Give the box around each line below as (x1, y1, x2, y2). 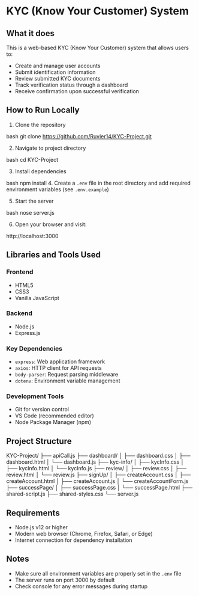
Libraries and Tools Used (6, 250, 101, 260)
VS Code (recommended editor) (14, 412, 94, 419)
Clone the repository (14, 121, 66, 128)
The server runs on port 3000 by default (14, 576, 115, 583)
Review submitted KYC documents (14, 75, 101, 82)
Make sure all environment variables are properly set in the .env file (14, 570, 182, 577)
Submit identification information (14, 69, 96, 76)
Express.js (14, 329, 41, 336)
